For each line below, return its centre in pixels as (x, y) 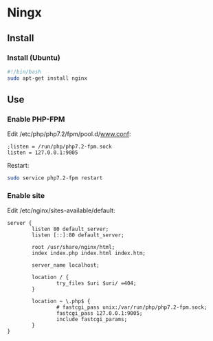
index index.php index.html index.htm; (89, 253)
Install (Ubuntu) (34, 58)
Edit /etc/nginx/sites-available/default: (61, 210)
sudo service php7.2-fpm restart (55, 178)
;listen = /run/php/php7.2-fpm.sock (59, 147)
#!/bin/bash (24, 71)
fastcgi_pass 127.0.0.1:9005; (99, 313)
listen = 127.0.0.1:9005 (43, 153)
